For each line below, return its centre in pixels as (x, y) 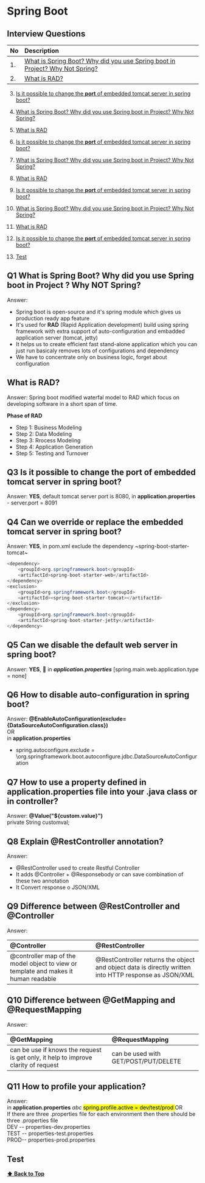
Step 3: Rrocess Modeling (48, 440)
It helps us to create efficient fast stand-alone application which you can (106, 344)
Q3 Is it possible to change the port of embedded (102, 473)
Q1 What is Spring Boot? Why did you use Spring (100, 276)
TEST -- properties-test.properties (50, 1134)
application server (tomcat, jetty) (57, 337)
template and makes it (41, 971)
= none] (17, 675)
